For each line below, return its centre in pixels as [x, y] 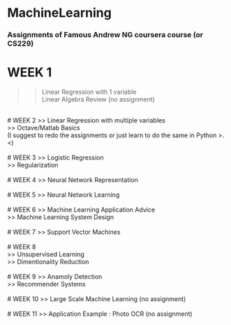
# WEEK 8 [22, 247]
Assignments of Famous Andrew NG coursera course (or [105, 35]
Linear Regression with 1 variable [89, 92]
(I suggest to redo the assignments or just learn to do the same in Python [112, 135]
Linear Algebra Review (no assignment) [98, 99]
